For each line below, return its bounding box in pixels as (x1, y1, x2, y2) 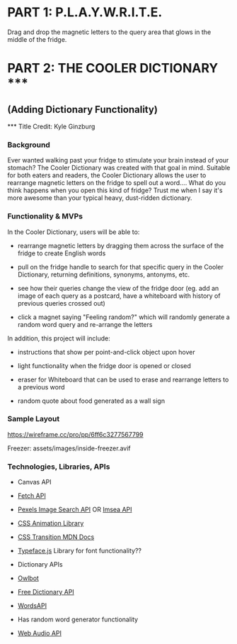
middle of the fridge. (7, 35, 67, 43)
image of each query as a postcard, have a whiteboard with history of (17, 292, 221, 300)
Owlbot (17, 574, 39, 582)
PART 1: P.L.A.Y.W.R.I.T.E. (7, 4, 163, 21)
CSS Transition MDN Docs (17, 533, 95, 541)
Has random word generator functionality (17, 615, 139, 624)
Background (7, 140, 51, 150)
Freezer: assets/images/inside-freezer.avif (7, 444, 131, 453)
